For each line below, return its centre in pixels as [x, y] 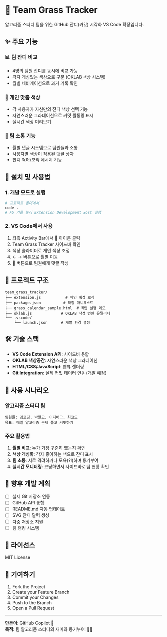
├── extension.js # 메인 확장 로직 [50, 297]
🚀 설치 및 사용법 [28, 177]
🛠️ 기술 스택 [22, 339]
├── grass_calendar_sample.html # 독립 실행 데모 [55, 308]
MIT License [18, 557]
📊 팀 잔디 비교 [21, 57]
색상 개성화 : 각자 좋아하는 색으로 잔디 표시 [53, 454]
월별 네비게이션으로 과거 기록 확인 [45, 83]
